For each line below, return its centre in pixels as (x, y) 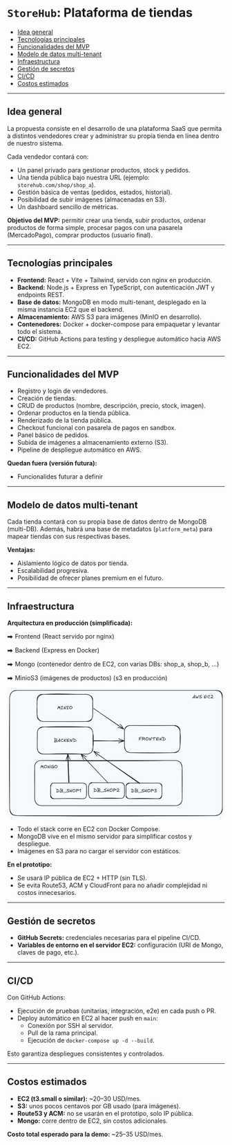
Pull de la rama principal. (62, 1033)
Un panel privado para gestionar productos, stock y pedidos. (104, 170)
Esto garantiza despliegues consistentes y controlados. (86, 1054)
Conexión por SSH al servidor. (70, 1026)
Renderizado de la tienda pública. (65, 420)
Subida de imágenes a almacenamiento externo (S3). (93, 443)
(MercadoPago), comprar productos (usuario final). (80, 235)
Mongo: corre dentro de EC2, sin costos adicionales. (92, 1121)
